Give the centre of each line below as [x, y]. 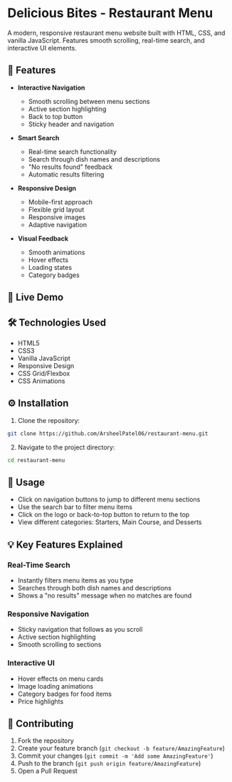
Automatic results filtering [66, 174]
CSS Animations [41, 381]
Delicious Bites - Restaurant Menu [110, 13]
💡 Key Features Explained [65, 544]
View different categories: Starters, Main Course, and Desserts [110, 522]
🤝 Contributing [41, 724]
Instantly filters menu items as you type [75, 580]
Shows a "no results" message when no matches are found [105, 595]
